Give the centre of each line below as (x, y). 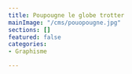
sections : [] (29, 30)
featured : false (35, 37)
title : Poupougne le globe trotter (66, 15)
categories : (27, 44)
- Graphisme (27, 51)
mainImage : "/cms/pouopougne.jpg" (65, 23)
